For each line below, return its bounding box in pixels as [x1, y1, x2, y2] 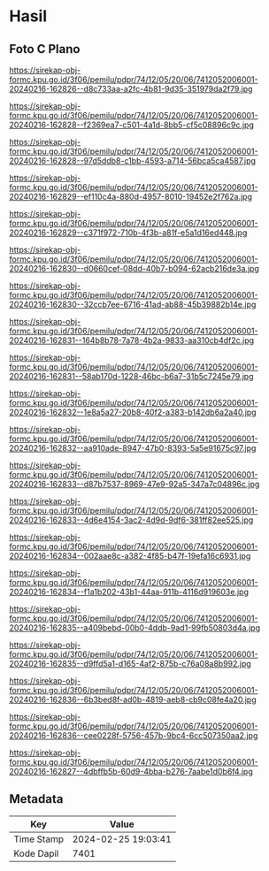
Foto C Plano [9, 42, 81, 57]
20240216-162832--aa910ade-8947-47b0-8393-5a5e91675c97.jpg [9, 443, 257, 453]
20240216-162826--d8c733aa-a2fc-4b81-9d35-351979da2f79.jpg [9, 84, 253, 94]
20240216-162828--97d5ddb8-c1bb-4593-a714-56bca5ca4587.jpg [9, 156, 257, 165]
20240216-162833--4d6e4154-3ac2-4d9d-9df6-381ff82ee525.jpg [9, 515, 254, 525]
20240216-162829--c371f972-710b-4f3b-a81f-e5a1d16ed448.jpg [9, 227, 248, 238]
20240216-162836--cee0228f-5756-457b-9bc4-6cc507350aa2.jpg [9, 730, 258, 740]
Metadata [9, 791, 64, 806]
